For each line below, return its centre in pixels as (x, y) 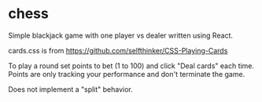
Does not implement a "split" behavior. (71, 89)
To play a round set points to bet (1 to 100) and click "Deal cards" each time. (131, 66)
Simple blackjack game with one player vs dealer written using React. (121, 35)
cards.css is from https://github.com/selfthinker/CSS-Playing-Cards (118, 50)
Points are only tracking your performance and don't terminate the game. (127, 74)
